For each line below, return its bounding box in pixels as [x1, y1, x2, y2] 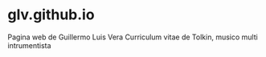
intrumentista [7, 40, 51, 50]
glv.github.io [7, 6, 95, 24]
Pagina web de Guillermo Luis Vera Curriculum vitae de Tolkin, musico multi [7, 32, 258, 42]
